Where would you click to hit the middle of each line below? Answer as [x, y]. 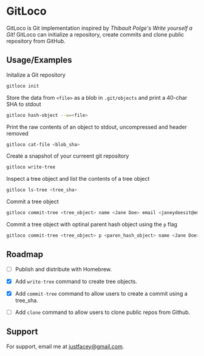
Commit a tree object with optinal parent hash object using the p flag [92, 224]
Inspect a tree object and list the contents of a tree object [78, 179]
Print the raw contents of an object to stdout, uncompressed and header [97, 127]
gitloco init [23, 86]
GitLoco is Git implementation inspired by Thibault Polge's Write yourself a [100, 28]
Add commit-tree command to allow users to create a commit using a [101, 293]
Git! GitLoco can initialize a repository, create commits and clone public [95, 34]
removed [17, 133]
